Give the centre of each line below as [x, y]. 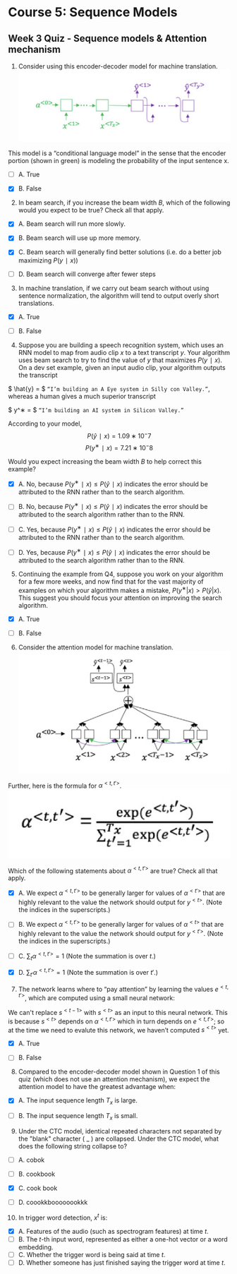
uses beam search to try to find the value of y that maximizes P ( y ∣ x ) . [120, 360]
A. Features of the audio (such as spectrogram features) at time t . [113, 1231]
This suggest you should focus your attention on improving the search [120, 598]
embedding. [36, 1247]
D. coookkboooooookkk [53, 1202]
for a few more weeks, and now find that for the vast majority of [111, 581]
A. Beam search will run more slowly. [72, 224]
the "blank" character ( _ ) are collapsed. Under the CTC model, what [119, 1138]
